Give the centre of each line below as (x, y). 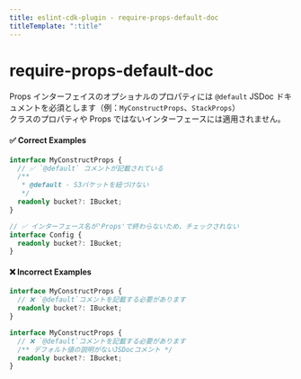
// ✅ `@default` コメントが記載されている (91, 168)
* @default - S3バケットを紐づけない (85, 185)
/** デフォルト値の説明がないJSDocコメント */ (95, 349)
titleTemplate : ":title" (56, 26)
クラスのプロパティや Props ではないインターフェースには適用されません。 (147, 119)
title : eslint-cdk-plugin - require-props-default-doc (114, 18)
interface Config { (46, 235)
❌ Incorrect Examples (50, 272)
